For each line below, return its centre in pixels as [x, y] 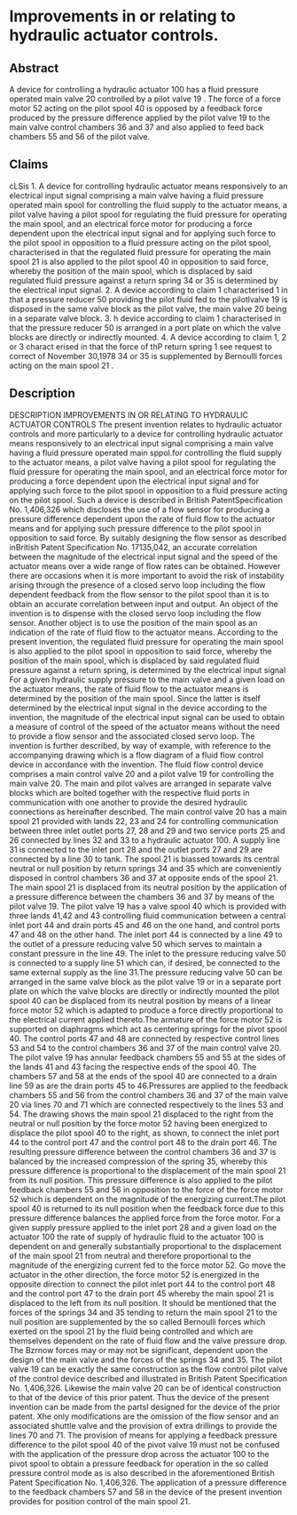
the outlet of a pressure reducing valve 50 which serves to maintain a [136, 943]
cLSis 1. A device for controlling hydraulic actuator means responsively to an [148, 186]
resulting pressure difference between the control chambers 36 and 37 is [143, 1151]
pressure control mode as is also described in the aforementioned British [142, 1472]
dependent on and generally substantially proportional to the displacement [145, 1246]
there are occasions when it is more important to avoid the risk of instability [147, 575]
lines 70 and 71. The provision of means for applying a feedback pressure [143, 1435]
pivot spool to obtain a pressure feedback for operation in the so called [139, 1463]
